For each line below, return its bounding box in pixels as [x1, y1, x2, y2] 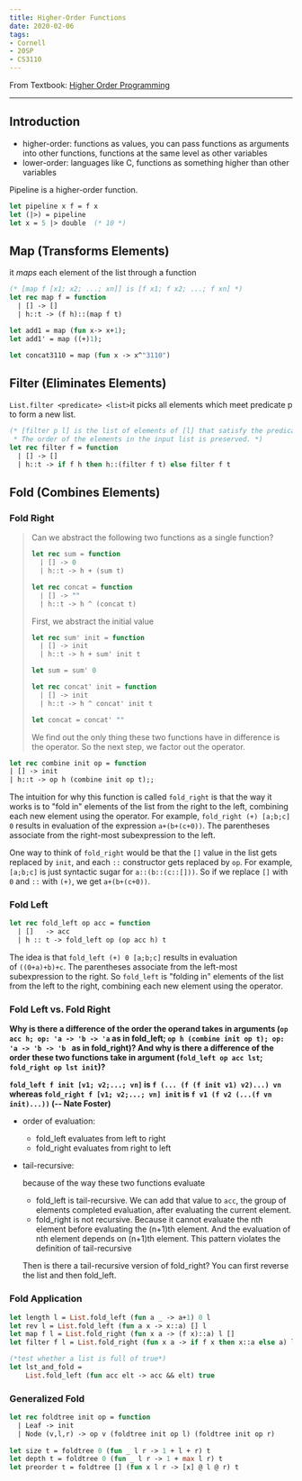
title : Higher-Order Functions [9, 13, 127, 23]
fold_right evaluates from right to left [35, 1142, 172, 1153]
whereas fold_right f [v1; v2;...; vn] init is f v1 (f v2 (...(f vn [9, 1088, 272, 1099]
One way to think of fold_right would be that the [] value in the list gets [9, 847, 278, 858]
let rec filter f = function [9, 443, 119, 452]
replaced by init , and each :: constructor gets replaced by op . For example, [9, 857, 293, 868]
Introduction [9, 114, 81, 130]
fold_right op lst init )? [9, 1061, 106, 1072]
